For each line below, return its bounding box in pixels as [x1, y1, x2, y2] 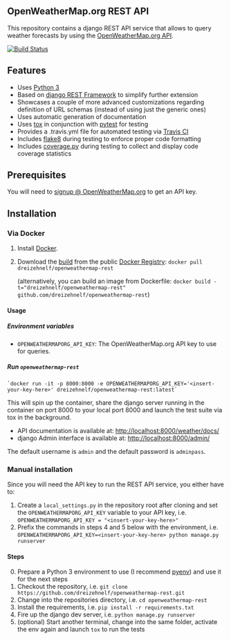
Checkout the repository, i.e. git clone [17, 583, 128, 591]
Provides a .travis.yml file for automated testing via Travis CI [17, 127, 189, 136]
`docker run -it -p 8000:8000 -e [7, 380, 104, 387]
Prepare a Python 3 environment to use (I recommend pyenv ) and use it [17, 567, 221, 576]
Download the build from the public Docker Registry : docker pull [17, 257, 203, 266]
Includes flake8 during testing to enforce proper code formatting [17, 134, 202, 143]
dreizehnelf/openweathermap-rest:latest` [56, 386, 178, 393]
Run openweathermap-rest [7, 363, 80, 371]
